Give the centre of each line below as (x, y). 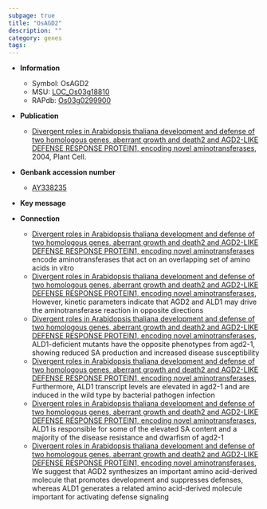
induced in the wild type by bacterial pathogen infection (123, 395)
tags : (17, 45)
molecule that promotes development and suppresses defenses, (137, 480)
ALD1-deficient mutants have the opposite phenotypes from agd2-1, (143, 345)
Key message (43, 203)
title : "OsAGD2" (35, 23)
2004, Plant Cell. (59, 157)
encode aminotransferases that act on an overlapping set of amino (141, 259)
